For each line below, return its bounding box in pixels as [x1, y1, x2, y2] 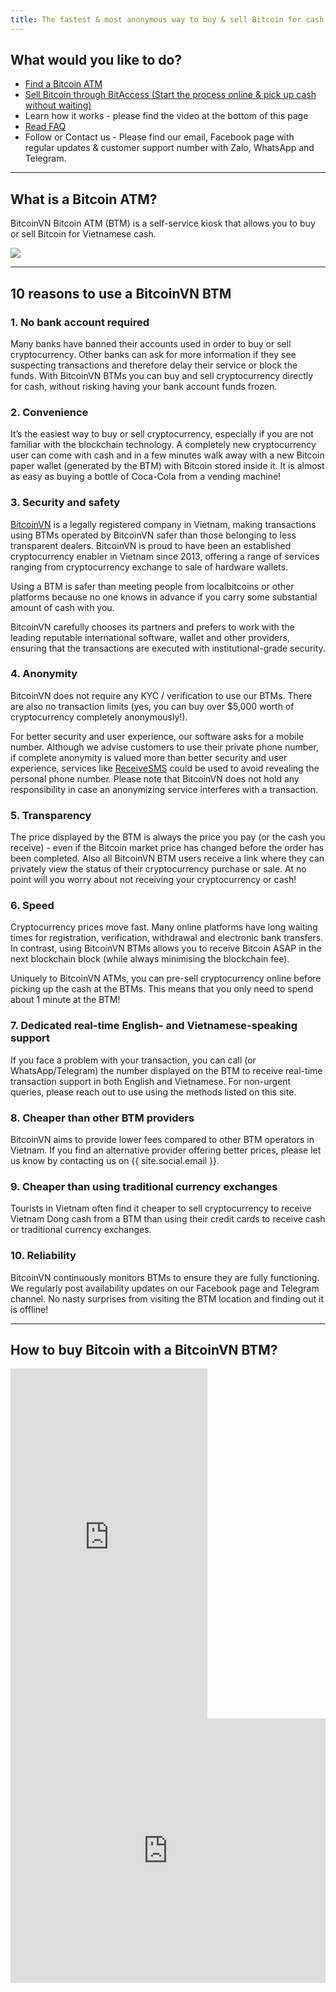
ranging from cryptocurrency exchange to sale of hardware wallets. [10, 561, 289, 573]
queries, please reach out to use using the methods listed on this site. [10, 1086, 297, 1098]
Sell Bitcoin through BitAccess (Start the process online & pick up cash [24, 89, 317, 101]
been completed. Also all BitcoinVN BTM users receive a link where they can [10, 852, 325, 865]
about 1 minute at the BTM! [10, 994, 121, 1006]
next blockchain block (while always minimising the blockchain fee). [10, 953, 290, 965]
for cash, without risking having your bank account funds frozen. [10, 380, 278, 392]
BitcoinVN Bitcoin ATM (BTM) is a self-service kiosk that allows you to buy [10, 217, 316, 230]
